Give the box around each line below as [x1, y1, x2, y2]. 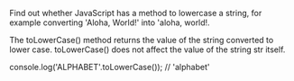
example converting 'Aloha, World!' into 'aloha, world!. [9, 17, 210, 28]
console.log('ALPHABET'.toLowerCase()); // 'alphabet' [9, 62, 210, 72]
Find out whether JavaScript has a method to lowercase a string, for [9, 8, 262, 18]
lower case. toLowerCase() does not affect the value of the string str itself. [9, 44, 286, 55]
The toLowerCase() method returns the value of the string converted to [9, 35, 274, 45]
